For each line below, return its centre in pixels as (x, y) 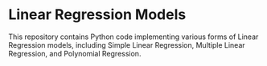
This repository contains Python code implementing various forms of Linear (133, 37)
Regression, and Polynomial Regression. (75, 53)
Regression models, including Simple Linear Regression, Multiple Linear (127, 45)
